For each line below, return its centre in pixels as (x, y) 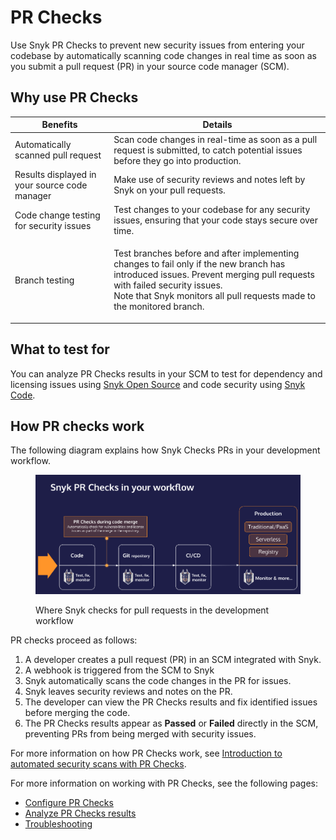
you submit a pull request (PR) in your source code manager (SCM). (150, 66)
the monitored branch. (159, 307)
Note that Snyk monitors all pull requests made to (214, 296)
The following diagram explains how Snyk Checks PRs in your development (165, 450)
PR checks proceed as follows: (74, 640)
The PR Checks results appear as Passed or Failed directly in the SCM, (171, 723)
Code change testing (57, 215)
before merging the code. (77, 713)
